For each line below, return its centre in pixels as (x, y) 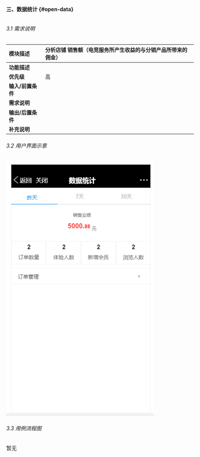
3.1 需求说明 (21, 29)
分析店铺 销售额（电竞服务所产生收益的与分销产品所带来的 (116, 50)
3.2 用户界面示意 (26, 146)
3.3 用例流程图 (24, 428)
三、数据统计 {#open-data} (40, 9)
